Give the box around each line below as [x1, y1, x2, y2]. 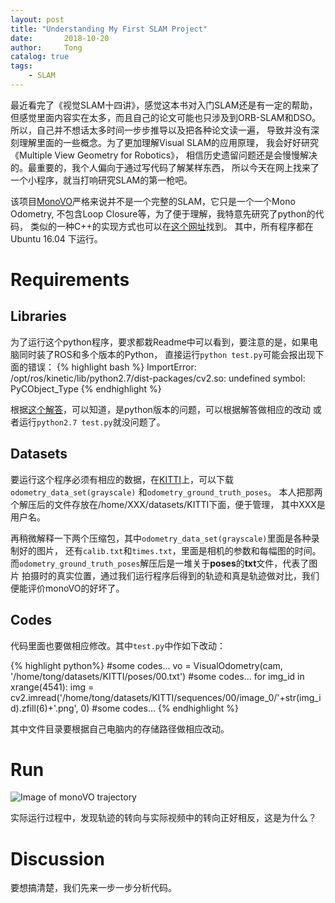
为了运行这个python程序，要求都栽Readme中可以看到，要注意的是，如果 [10, 336, 310, 348]
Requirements [10, 269, 130, 291]
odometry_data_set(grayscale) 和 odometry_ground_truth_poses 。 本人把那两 [10, 486, 323, 498]
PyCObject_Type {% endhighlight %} [10, 382, 162, 395]
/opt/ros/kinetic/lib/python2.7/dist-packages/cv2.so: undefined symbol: [10, 372, 306, 384]
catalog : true [10, 52, 70, 62]
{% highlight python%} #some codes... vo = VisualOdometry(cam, [10, 659, 283, 671]
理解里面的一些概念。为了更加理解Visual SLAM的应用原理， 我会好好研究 [18, 136, 320, 148]
